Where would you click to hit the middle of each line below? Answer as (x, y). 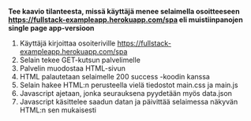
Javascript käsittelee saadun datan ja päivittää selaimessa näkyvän (129, 102)
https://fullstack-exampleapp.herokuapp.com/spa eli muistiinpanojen (126, 20)
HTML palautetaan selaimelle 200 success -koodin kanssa (115, 77)
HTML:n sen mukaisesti (58, 110)
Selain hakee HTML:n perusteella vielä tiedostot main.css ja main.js (129, 85)
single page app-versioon (51, 28)
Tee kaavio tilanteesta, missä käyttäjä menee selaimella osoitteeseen (124, 11)
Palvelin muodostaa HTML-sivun (73, 68)
